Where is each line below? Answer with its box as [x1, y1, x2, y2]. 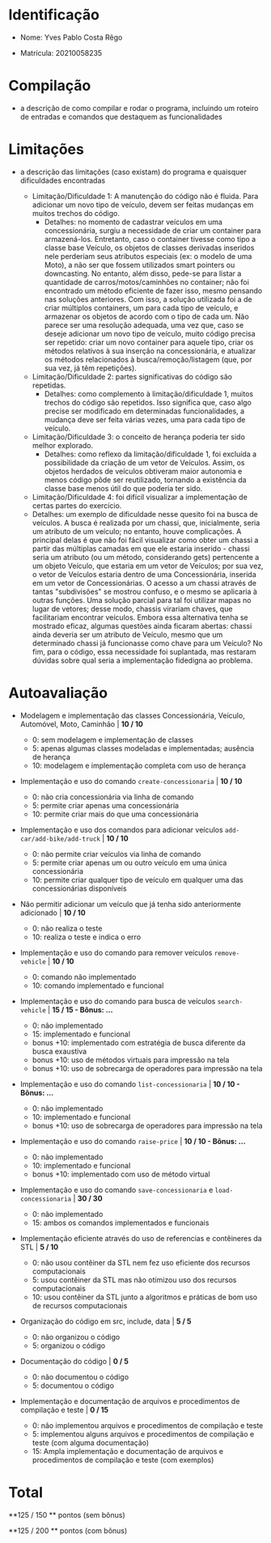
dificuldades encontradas [19, 176, 106, 185]
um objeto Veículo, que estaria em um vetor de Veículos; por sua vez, [32, 561, 264, 570]
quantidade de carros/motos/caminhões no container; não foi [44, 277, 249, 286]
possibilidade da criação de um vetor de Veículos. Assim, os [44, 457, 245, 467]
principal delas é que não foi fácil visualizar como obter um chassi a [32, 535, 259, 545]
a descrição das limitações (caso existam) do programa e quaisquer [19, 167, 247, 176]
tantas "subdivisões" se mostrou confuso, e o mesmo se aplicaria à [32, 587, 257, 596]
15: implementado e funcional [32, 1029, 131, 1039]
